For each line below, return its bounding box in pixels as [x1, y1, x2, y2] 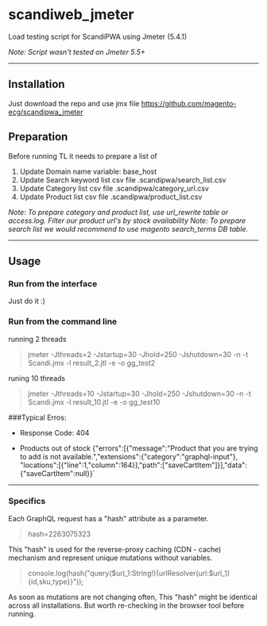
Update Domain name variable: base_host [19, 167, 157, 176]
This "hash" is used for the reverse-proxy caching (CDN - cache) [8, 544, 222, 554]
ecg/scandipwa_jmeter [8, 107, 83, 117]
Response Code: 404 [19, 428, 90, 437]
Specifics [8, 496, 46, 507]
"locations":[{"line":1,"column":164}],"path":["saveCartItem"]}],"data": [19, 460, 248, 470]
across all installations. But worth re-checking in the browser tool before [8, 601, 245, 610]
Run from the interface [8, 278, 98, 289]
